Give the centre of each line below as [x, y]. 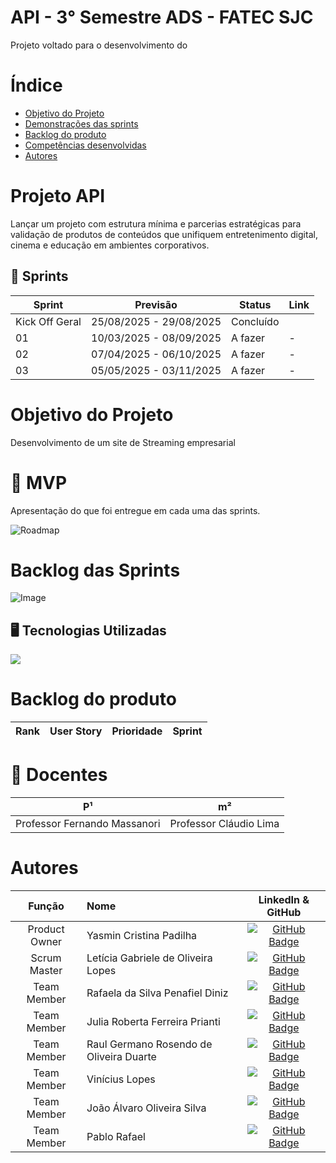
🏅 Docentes [59, 775]
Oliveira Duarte [121, 1057]
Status [255, 304]
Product [46, 929]
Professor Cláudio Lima [224, 824]
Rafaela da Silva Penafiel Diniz [157, 993]
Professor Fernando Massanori [88, 824]
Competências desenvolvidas [85, 145]
